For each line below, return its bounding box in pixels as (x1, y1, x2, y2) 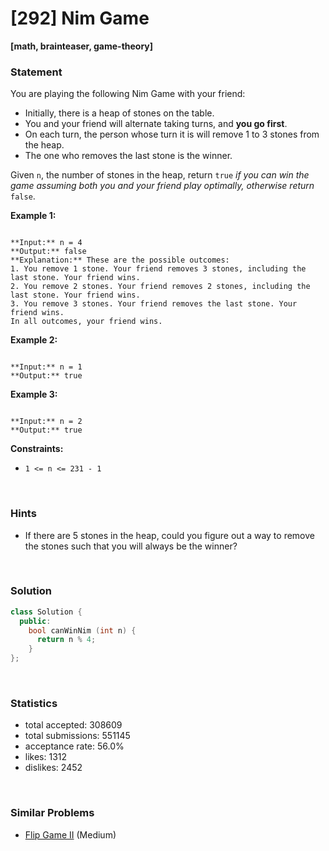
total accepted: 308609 (24, 719, 123, 731)
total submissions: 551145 (24, 730, 131, 742)
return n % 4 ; (36, 635, 97, 645)
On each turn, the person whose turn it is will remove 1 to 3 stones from (24, 128, 320, 141)
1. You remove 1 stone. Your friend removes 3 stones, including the (10, 264, 307, 274)
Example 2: (10, 334, 58, 346)
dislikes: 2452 (24, 762, 83, 774)
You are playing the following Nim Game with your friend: (10, 88, 246, 100)
